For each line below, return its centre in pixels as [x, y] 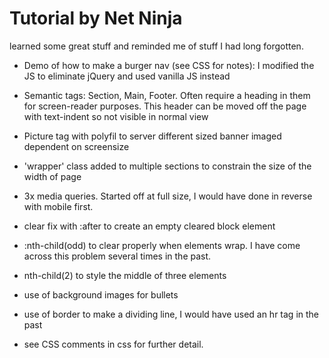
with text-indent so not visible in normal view [116, 116]
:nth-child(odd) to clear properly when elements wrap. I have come [162, 245]
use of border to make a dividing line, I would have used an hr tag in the [171, 314]
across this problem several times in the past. [117, 256]
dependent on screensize [76, 146]
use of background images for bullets [101, 294]
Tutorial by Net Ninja [96, 18]
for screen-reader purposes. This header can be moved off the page [165, 106]
